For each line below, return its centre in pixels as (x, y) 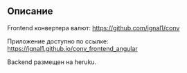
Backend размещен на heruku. (52, 62)
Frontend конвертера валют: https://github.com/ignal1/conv (93, 28)
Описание (30, 11)
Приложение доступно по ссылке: (58, 41)
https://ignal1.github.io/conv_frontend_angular (73, 48)
